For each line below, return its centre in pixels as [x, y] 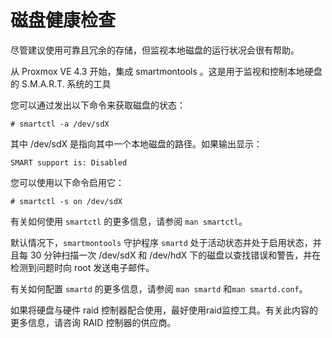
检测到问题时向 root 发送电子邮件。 [82, 267]
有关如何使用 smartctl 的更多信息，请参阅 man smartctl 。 [129, 221]
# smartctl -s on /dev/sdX [66, 201]
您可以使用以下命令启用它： [67, 182]
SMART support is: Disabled [69, 162]
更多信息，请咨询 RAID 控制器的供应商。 [93, 322]
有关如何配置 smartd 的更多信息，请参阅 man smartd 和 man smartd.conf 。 [159, 288]
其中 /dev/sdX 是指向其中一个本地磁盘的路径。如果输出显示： [136, 143]
